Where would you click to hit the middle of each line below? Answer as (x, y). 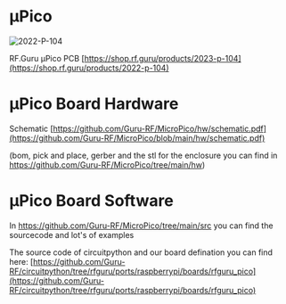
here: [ (21, 261)
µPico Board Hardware (94, 104)
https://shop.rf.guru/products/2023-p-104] (163, 58)
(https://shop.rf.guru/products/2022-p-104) (89, 68)
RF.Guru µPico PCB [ (47, 58)
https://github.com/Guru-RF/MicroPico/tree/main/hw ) (107, 164)
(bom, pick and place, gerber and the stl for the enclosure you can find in (143, 155)
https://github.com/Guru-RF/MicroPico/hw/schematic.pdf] (160, 128)
